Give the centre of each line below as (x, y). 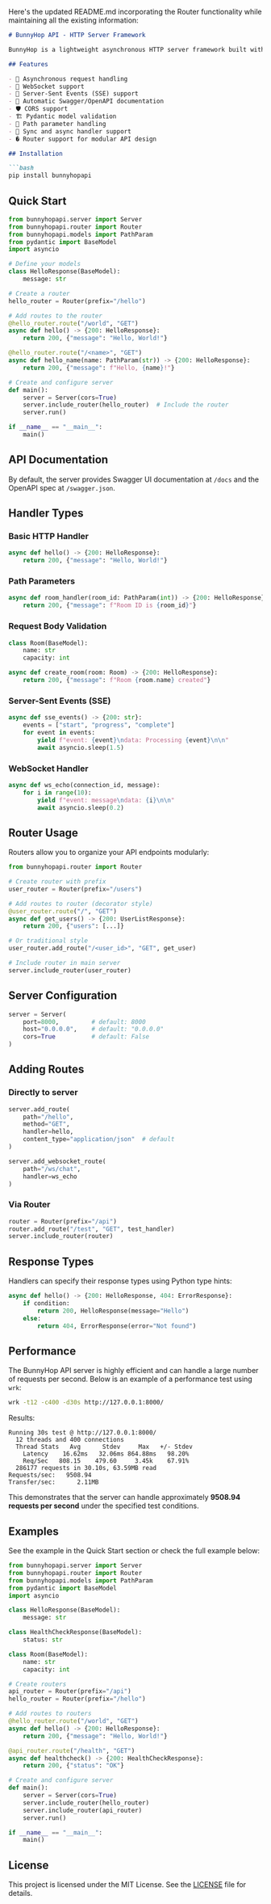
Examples (33, 1531)
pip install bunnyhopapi (50, 176)
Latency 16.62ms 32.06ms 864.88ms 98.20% (106, 1454)
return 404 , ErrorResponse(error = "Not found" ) (117, 1326)
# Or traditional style (48, 941)
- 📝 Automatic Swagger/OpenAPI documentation (86, 101)
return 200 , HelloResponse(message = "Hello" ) (113, 1311)
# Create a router (39, 293)
